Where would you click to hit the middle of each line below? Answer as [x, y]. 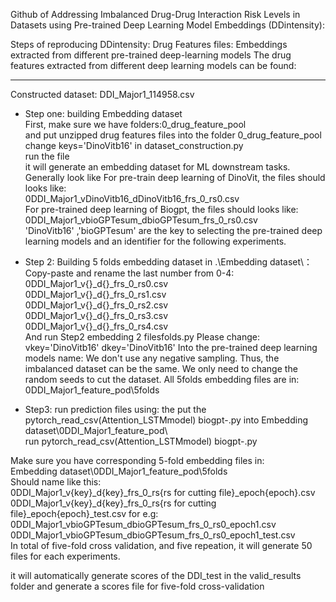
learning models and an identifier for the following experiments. [155, 241]
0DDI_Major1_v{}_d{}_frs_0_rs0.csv [96, 283]
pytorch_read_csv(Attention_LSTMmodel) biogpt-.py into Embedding [166, 420]
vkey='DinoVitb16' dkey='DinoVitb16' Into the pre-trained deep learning [171, 347]
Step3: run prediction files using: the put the [115, 409]
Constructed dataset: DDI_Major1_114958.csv [102, 94]
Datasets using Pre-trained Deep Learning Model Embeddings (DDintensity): [167, 25]
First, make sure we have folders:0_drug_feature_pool [135, 124]
